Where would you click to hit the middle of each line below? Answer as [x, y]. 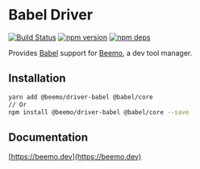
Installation [37, 78]
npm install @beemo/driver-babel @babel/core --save [99, 112]
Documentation [48, 137]
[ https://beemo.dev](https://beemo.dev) [75, 157]
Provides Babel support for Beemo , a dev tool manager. [100, 53]
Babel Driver [51, 15]
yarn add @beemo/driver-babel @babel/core [81, 97]
